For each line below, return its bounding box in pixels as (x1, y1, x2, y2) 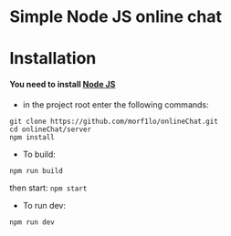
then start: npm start (9, 182, 88, 193)
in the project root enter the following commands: (22, 98, 209, 110)
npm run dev (9, 217, 55, 227)
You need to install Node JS (9, 78, 116, 89)
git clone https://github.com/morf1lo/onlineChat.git (9, 117, 219, 126)
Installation (9, 48, 97, 69)
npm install (9, 132, 55, 142)
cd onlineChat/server (9, 125, 92, 134)
